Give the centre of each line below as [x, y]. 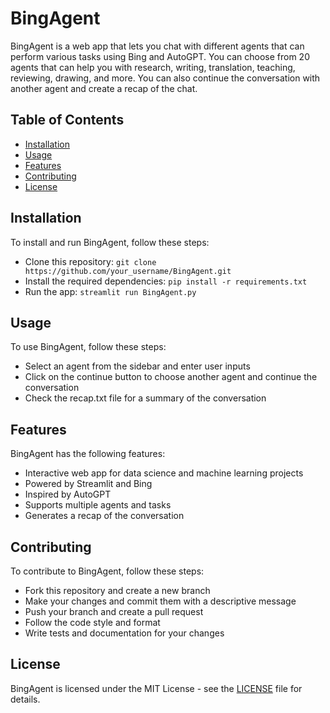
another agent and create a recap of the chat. [104, 88]
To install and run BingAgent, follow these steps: [110, 242]
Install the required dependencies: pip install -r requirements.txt [166, 281]
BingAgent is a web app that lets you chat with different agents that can [157, 46]
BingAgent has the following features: [88, 454]
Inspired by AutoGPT [68, 494]
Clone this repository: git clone [90, 261]
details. [25, 699]
